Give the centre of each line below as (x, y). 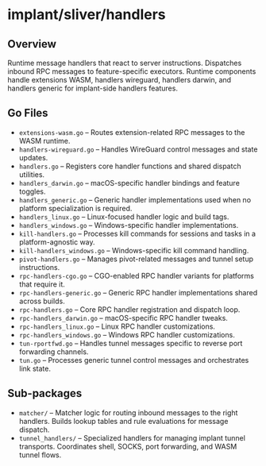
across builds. (42, 301)
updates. (33, 157)
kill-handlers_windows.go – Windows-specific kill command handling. (134, 250)
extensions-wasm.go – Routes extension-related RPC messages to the (132, 132)
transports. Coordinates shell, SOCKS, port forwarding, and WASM (128, 446)
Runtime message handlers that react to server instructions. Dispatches (125, 63)
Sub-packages (45, 393)
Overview (32, 44)
